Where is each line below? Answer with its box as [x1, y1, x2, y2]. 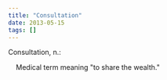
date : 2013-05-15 [8, 19, 65, 27]
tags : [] [8, 26, 37, 34]
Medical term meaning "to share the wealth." [15, 63, 161, 72]
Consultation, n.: [8, 48, 61, 57]
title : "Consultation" [8, 11, 82, 20]
